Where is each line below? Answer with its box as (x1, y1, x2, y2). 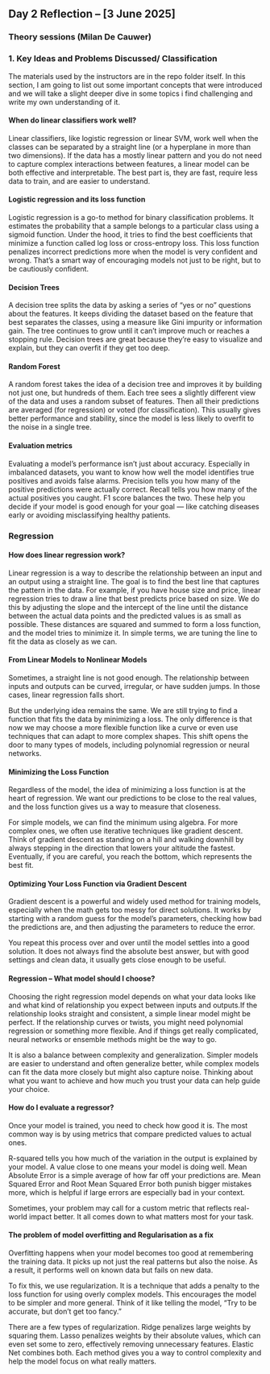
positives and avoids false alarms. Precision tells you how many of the (8, 475, 241, 485)
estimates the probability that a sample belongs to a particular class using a (8, 222, 260, 231)
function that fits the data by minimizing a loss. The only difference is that (8, 714, 252, 724)
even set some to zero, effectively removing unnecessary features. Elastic (8, 1339, 254, 1349)
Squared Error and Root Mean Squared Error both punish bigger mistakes (8, 1179, 252, 1189)
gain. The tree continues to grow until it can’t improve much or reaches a (8, 326, 250, 336)
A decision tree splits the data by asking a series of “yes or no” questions (8, 301, 251, 310)
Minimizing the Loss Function (8, 766, 110, 777)
